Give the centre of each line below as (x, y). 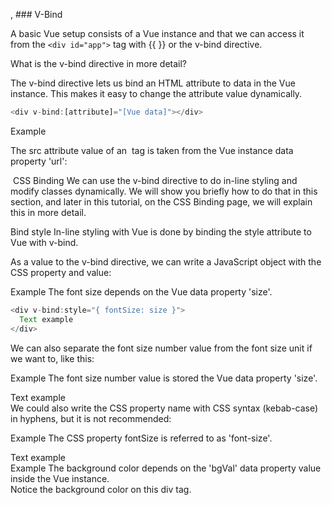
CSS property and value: (61, 272)
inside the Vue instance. (60, 478)
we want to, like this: (52, 358)
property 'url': (39, 161)
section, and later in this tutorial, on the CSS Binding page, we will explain (161, 201)
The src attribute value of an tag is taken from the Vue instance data (152, 150)
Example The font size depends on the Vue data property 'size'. (141, 291)
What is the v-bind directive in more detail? (99, 63)
